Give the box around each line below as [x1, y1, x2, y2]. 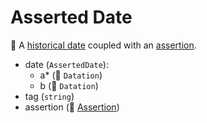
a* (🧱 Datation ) [39, 69, 103, 81]
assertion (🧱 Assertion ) [24, 101, 120, 113]
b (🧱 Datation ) [39, 79, 99, 91]
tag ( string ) [24, 90, 75, 102]
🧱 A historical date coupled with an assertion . [10, 39, 197, 51]
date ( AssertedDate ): [24, 58, 109, 70]
